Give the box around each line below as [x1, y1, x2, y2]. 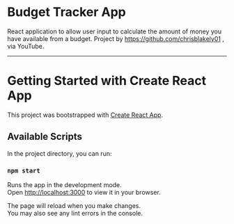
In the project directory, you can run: [7, 149, 112, 157]
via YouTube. [7, 42, 45, 50]
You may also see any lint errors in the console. [7, 209, 143, 217]
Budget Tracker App [7, 4, 127, 20]
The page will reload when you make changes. [7, 201, 141, 209]
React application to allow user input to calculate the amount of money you [7, 27, 222, 35]
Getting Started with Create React [7, 73, 207, 89]
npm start [7, 166, 40, 175]
